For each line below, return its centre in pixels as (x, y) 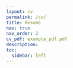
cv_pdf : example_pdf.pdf (37, 39)
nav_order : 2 (22, 34)
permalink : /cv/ (26, 17)
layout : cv (20, 12)
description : (22, 45)
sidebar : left (29, 56)
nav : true (18, 28)
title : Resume (24, 22)
